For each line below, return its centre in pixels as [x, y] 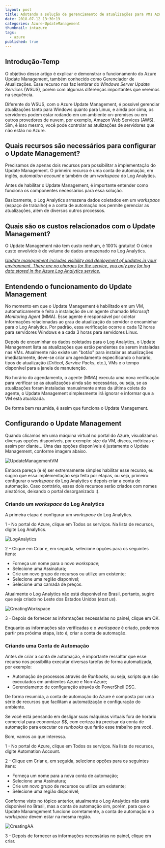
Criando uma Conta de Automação [47, 646]
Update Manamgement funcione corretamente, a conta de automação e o [80, 812]
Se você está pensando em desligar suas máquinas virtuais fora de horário [81, 717]
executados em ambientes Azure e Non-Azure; [60, 682]
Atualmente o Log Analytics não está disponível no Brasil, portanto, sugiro [80, 594]
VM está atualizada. [25, 398]
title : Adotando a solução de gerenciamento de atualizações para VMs [79, 14]
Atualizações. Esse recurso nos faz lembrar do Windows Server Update [78, 84]
